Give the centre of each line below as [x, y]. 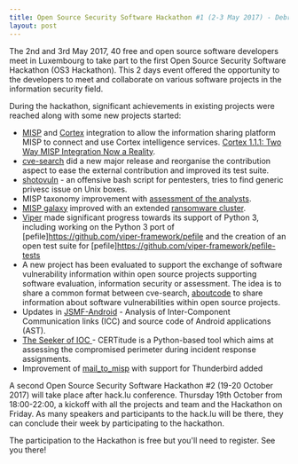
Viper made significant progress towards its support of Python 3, [141, 217]
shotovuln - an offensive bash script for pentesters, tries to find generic [153, 179]
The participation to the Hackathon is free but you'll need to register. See [142, 440]
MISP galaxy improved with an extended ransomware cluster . [134, 208]
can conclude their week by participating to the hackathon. [117, 423]
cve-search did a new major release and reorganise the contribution [146, 161]
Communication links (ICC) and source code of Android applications [146, 321]
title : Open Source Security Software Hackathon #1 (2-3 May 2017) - [141, 17]
